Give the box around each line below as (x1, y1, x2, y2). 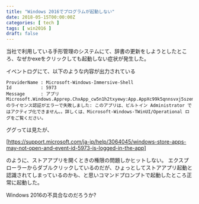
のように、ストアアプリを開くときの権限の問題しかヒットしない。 (6, 157, 167, 164)
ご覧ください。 (14, 115, 46, 122)
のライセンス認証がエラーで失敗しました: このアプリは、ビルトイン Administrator (6, 103, 185, 109)
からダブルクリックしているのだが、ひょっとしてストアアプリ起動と (26, 164, 192, 171)
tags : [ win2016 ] (6, 25, 52, 31)
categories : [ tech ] (6, 20, 60, 26)
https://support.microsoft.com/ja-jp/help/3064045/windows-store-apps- (8, 138, 187, 145)
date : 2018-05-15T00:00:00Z (6, 14, 76, 20)
